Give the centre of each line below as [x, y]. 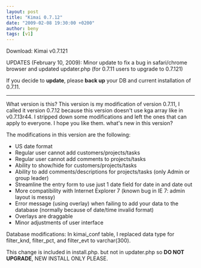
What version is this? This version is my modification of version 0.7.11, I [93, 104]
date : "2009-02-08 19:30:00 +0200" [51, 23]
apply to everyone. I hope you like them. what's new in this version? [90, 123]
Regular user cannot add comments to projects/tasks [80, 159]
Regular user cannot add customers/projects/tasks [77, 153]
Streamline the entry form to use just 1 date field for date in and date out [103, 185]
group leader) [32, 178]
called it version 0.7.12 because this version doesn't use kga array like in [95, 111]
